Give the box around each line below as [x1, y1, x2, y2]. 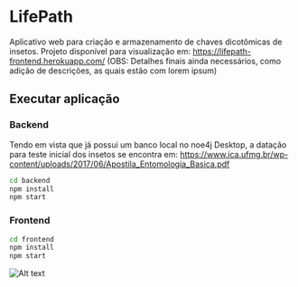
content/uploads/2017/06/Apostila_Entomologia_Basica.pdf [9, 158, 230, 169]
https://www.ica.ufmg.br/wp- [180, 148, 289, 159]
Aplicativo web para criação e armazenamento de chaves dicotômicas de [9, 36, 283, 47]
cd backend [9, 176, 51, 185]
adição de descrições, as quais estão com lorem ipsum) [9, 65, 218, 76]
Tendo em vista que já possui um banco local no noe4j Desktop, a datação [9, 139, 287, 150]
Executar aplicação [9, 91, 120, 107]
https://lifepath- [192, 45, 251, 56]
